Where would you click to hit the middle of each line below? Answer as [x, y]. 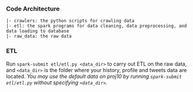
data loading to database [37, 31]
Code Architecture [33, 9]
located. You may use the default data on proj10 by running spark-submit [94, 76]
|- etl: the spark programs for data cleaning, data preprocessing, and [96, 26]
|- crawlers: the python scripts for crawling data [70, 21]
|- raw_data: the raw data [39, 36]
